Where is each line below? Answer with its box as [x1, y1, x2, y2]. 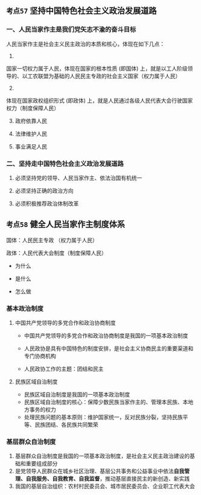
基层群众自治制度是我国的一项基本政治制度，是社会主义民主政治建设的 [14, 452, 190, 460]
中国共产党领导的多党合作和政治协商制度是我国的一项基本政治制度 [24, 332, 188, 339]
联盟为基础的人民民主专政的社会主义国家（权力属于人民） [37, 72, 181, 80]
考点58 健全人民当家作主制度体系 [6, 219, 126, 229]
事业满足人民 [14, 142, 47, 150]
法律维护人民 [14, 130, 47, 137]
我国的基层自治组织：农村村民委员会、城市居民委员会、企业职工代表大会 [14, 482, 195, 490]
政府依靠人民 [14, 117, 47, 124]
